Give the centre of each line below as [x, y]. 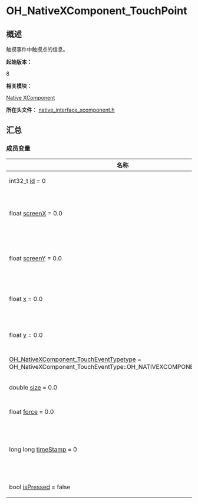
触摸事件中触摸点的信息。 [37, 49]
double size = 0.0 [33, 387]
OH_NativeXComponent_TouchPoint [97, 11]
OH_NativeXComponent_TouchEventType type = [75, 359]
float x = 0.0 [26, 299]
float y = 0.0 [26, 335]
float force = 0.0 [32, 411]
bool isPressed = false [40, 487]
